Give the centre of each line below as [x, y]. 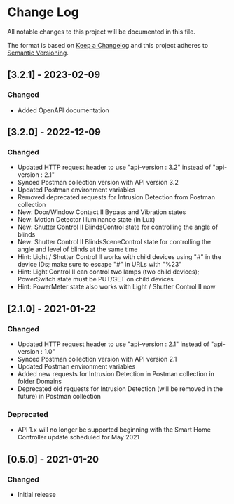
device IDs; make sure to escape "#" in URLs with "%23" [99, 265]
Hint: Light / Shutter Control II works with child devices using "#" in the [119, 257]
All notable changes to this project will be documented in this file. [102, 32]
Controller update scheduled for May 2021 [78, 437]
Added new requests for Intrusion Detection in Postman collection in [116, 374]
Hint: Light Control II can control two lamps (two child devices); [108, 272]
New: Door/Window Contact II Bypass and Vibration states [102, 212]
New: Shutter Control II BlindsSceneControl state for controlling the [114, 242]
